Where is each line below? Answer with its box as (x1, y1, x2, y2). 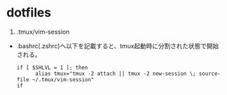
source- (199, 70, 221, 77)
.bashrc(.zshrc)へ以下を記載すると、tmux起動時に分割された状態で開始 (16, 41, 219, 50)
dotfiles (6, 5, 52, 21)
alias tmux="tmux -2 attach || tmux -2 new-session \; (34, 70, 197, 77)
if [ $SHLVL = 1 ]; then (16, 64, 88, 71)
